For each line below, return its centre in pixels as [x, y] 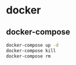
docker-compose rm [28, 56]
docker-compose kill [31, 50]
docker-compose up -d [32, 45]
